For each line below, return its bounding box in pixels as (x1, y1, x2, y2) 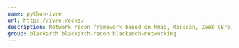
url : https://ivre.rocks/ (7, 17, 84, 24)
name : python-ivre (7, 10, 62, 18)
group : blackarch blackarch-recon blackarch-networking (7, 30, 176, 37)
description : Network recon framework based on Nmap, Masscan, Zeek (7, 23, 215, 30)
